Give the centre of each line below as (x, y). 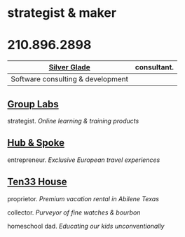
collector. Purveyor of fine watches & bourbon (74, 212)
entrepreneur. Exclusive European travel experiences (84, 160)
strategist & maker (62, 13)
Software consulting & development (69, 79)
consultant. (154, 67)
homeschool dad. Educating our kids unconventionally (86, 226)
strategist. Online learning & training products (73, 121)
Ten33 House (37, 182)
